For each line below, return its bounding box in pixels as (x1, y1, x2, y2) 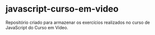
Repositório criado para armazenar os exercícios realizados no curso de (5, 19, 150, 25)
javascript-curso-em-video (5, 3, 119, 15)
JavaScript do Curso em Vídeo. (5, 24, 69, 30)
